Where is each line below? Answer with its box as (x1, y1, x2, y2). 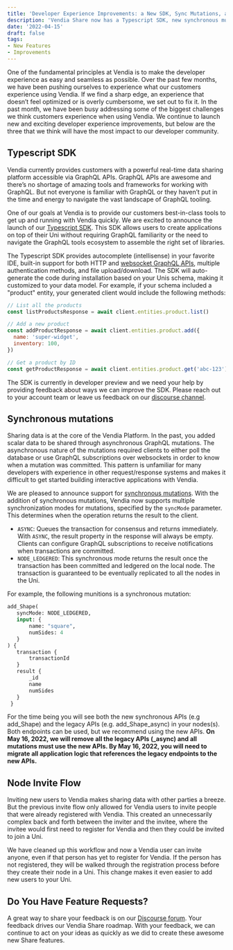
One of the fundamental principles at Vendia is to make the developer (7, 67, 206, 76)
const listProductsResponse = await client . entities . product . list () (7, 308, 209, 315)
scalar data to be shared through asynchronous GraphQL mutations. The (7, 439, 215, 447)
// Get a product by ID (7, 359, 76, 366)
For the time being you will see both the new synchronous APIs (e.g (7, 712, 200, 721)
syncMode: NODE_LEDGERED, (16, 610, 92, 617)
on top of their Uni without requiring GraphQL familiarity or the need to (7, 231, 209, 239)
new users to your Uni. (7, 876, 72, 884)
